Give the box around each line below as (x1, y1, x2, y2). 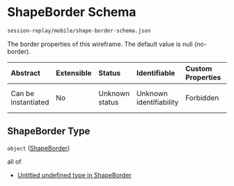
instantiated (10, 97, 49, 107)
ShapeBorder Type (7, 125, 91, 137)
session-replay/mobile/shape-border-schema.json (7, 27, 151, 34)
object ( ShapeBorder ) (7, 144, 70, 152)
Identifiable (136, 68, 175, 77)
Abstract (10, 68, 40, 77)
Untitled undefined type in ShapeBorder (17, 171, 132, 179)
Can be (10, 88, 35, 98)
